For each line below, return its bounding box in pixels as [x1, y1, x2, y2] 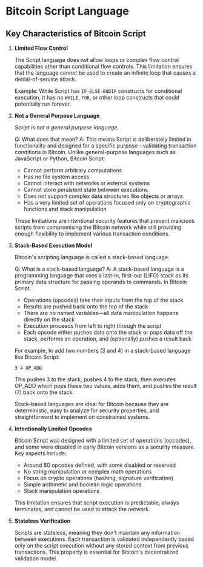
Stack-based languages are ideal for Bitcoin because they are [14, 401, 169, 407]
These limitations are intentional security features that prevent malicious [14, 217, 195, 224]
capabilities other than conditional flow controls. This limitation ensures [14, 63, 193, 70]
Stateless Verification [14, 517, 71, 525]
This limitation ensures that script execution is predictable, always [14, 499, 179, 506]
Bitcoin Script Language [5, 4, 130, 18]
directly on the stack [23, 316, 75, 323]
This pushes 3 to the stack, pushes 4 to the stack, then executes [14, 376, 176, 383]
